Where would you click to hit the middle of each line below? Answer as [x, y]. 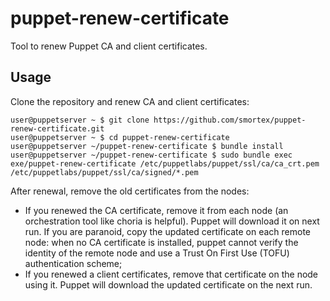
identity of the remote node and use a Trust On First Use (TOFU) [157, 253]
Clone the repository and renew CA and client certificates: [130, 101]
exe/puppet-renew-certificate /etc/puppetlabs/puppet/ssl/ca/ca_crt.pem [165, 163]
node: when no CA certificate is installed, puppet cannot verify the [161, 242]
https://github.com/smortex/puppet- [230, 120]
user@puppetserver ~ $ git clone [80, 120]
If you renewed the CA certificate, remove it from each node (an [156, 210]
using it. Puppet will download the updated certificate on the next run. [168, 284]
